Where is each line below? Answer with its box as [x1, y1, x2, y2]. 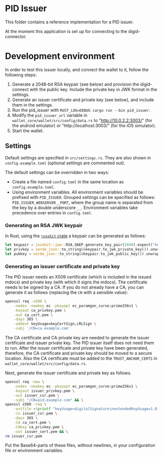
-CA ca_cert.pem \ [14, 420, 51, 425]
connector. [5, 34, 27, 39]
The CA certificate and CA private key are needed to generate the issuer [5, 335, 149, 341]
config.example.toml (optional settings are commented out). [5, 160, 125, 166]
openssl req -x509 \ [5, 299, 47, 304]
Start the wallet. [12, 127, 44, 134]
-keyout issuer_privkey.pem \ [14, 388, 75, 393]
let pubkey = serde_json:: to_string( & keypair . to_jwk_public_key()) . [5, 251, 147, 256]
